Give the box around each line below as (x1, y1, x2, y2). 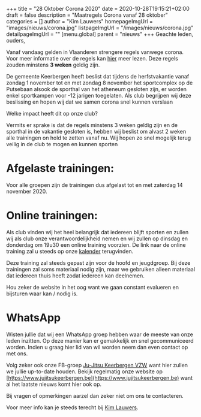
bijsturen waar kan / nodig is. (6, 290, 78, 297)
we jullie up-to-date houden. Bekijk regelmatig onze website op (6, 368, 163, 375)
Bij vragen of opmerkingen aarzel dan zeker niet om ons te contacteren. (6, 392, 184, 399)
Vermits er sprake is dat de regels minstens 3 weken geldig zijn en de (6, 122, 178, 128)
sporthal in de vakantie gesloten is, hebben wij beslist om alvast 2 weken (6, 128, 187, 135)
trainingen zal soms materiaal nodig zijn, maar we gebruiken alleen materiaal (6, 265, 196, 273)
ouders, (6, 37, 26, 44)
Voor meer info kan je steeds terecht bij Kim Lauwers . (6, 404, 139, 411)
